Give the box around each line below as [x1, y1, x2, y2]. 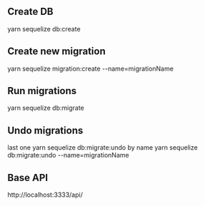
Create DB [7, 6, 54, 18]
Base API [7, 171, 49, 184]
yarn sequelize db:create [7, 24, 81, 33]
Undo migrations [7, 124, 84, 136]
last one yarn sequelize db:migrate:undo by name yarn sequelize [7, 143, 198, 152]
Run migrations [7, 85, 77, 97]
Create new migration [7, 46, 106, 58]
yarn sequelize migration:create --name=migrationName [7, 64, 174, 73]
